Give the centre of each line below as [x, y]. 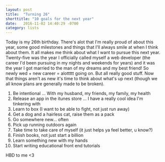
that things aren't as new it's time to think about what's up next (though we [82, 79]
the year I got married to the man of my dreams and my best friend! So [77, 68]
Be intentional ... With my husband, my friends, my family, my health [82, 94]
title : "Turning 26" [28, 14]
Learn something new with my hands [50, 140]
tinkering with [27, 104]
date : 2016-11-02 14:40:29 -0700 [42, 23]
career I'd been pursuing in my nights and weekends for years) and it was [80, 63]
